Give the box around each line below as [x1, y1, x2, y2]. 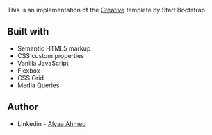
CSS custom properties [17, 51, 85, 60]
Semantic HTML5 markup [17, 44, 91, 53]
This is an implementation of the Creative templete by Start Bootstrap [7, 6, 206, 14]
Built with [7, 26, 49, 37]
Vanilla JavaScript [17, 59, 70, 67]
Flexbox [17, 66, 40, 75]
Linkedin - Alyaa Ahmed [17, 119, 86, 127]
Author [7, 101, 38, 113]
